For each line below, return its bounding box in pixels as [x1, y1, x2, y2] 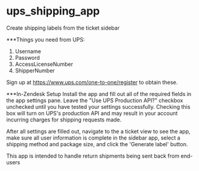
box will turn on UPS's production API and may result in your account [6, 109, 178, 117]
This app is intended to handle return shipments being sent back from [6, 152, 180, 160]
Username [14, 47, 41, 55]
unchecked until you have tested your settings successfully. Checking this [6, 103, 191, 110]
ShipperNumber [14, 66, 55, 74]
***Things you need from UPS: [6, 36, 86, 43]
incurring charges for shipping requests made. [6, 116, 122, 123]
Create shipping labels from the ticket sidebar [6, 24, 120, 31]
